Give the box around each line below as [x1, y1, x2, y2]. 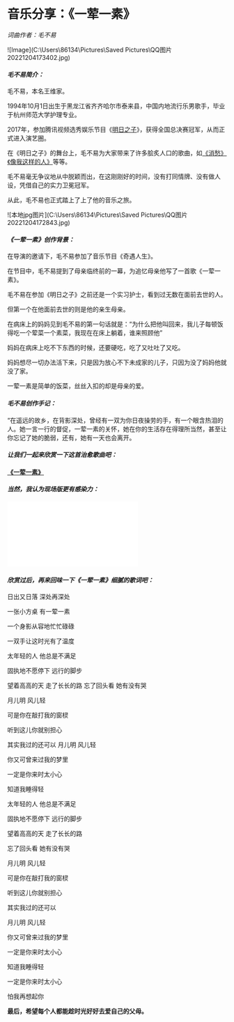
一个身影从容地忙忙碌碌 [7, 622, 75, 630]
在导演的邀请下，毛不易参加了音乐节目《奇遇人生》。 [7, 252, 157, 261]
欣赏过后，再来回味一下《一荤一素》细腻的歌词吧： [7, 575, 154, 584]
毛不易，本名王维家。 [7, 87, 68, 95]
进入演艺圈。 [13, 134, 50, 143]
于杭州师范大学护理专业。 [7, 111, 81, 119]
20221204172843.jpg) [7, 219, 71, 227]
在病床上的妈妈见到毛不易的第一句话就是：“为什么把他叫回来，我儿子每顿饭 [7, 320, 224, 328]
